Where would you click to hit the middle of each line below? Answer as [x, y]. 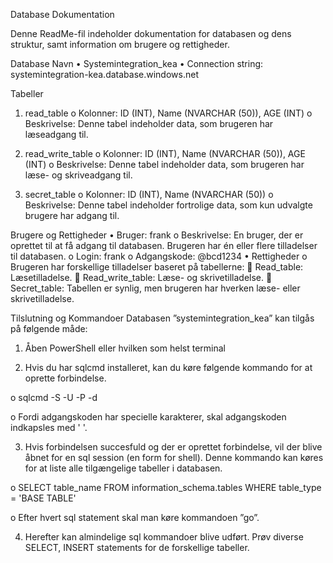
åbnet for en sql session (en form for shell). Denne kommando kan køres [174, 457]
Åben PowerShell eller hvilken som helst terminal [125, 348]
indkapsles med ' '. [49, 427]
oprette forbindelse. [65, 378]
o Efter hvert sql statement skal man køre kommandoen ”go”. [135, 517]
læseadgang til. [56, 134]
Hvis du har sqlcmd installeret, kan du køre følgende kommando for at [168, 367]
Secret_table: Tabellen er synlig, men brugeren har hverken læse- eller [155, 288]
